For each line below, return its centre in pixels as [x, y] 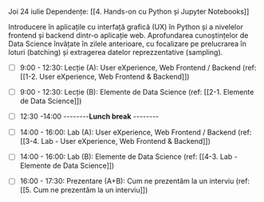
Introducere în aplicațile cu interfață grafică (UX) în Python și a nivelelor [126, 27]
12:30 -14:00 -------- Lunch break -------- [89, 117]
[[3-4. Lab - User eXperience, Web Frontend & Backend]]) [115, 142]
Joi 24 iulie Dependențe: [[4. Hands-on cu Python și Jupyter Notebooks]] [129, 12]
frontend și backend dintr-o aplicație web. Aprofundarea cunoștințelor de [128, 35]
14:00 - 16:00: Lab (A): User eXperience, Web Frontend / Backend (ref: [136, 132]
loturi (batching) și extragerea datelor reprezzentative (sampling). [116, 52]
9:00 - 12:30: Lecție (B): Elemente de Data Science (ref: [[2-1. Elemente [137, 92]
